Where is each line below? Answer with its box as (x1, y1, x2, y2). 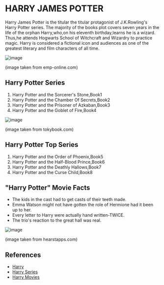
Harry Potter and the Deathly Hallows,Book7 (12, 164, 102, 170)
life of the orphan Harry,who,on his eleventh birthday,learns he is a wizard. (5, 29, 156, 35)
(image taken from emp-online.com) (5, 64, 78, 70)
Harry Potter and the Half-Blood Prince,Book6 (12, 159, 105, 165)
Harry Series (12, 269, 38, 275)
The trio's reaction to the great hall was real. (12, 217, 102, 224)
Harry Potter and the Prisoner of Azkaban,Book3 (12, 102, 110, 108)
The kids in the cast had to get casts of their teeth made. (12, 197, 127, 202)
